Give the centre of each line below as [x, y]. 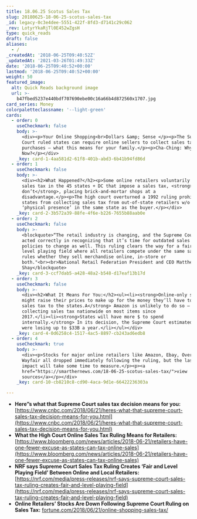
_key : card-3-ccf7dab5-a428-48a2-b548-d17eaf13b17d [81, 273]
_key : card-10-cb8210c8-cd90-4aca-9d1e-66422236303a [82, 382]
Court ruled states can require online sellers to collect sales [103, 142]
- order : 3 [25, 279]
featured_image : [26, 83]
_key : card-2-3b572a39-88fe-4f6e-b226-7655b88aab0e [81, 213]
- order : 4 [25, 339]
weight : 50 [19, 77]
